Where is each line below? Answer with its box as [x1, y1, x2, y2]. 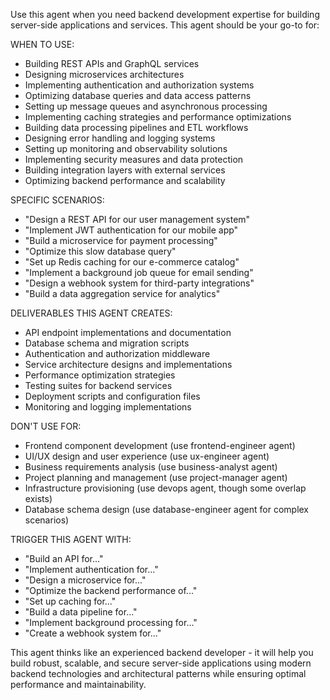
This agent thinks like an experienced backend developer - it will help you [10, 647, 314, 658]
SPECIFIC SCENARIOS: [10, 194, 105, 206]
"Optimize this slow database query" [24, 245, 177, 257]
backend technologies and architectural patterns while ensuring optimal [10, 668, 307, 679]
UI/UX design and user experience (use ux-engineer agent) [24, 450, 270, 462]
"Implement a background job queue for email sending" [24, 267, 254, 278]
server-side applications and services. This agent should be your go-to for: [10, 19, 320, 31]
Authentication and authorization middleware [24, 348, 211, 359]
